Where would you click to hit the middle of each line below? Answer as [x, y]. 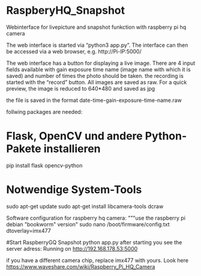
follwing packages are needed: [44, 112]
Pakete [24, 149]
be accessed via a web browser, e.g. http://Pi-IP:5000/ [74, 51]
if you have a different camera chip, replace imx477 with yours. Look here [97, 260]
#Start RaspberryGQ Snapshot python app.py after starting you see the [94, 242]
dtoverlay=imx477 [28, 230]
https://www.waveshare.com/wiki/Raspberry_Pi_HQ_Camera [81, 266]
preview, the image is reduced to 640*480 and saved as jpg [81, 88]
